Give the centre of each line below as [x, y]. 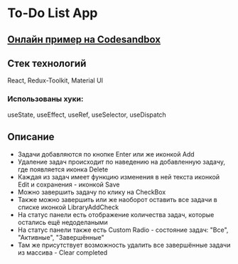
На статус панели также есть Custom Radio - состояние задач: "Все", [123, 230]
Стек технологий [47, 63]
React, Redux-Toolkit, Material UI [55, 80]
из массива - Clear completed [63, 252]
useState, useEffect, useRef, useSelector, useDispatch [87, 115]
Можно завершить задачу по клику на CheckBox [92, 192]
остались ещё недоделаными [63, 222]
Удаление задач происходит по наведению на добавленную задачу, [121, 162]
